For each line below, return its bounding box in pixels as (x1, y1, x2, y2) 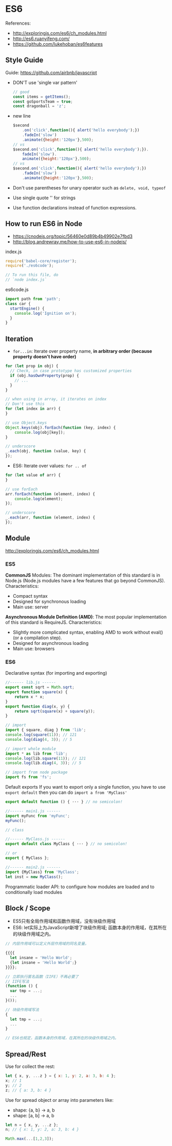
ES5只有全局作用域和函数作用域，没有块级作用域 (12, 918, 116, 924)
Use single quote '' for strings (12, 195, 76, 201)
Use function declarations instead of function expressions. (12, 204, 137, 211)
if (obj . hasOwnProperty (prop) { (10, 373, 80, 378)
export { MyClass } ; (5, 855, 50, 861)
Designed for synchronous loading (12, 598, 86, 604)
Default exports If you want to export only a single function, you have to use (5, 784, 166, 790)
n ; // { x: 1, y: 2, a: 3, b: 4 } (5, 1127, 80, 1132)
